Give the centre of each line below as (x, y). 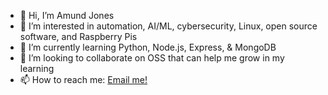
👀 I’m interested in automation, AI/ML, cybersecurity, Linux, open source (168, 26)
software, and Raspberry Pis (78, 36)
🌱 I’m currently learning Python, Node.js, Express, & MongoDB (148, 47)
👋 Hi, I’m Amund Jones (67, 15)
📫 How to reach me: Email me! (83, 79)
